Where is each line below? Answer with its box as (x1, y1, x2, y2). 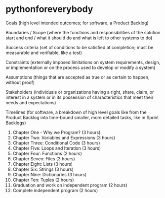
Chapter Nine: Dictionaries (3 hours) (12, 171, 87, 177)
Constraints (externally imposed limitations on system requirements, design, (5, 59, 161, 65)
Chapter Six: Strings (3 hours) (12, 166, 74, 172)
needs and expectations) (5, 99, 56, 105)
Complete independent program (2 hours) (12, 187, 98, 193)
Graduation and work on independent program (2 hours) (12, 182, 127, 188)
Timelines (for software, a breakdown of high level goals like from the (5, 109, 147, 115)
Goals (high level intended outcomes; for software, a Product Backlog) (5, 20, 149, 26)
